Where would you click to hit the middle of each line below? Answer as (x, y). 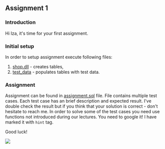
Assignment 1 (27, 8)
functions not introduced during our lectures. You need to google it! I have (81, 117)
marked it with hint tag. (29, 122)
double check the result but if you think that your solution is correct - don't (82, 106)
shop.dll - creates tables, (38, 66)
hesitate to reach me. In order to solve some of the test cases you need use (82, 112)
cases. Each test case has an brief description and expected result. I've (78, 101)
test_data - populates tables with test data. (56, 72)
